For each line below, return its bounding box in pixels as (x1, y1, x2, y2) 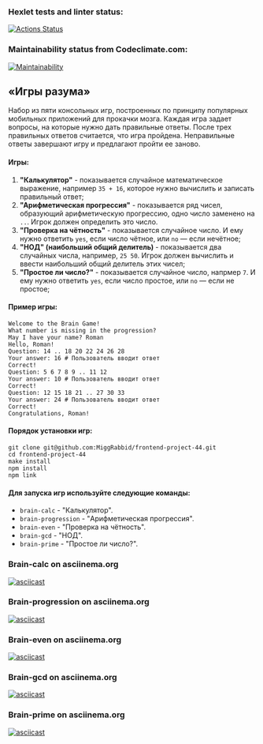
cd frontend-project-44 (8, 451, 87, 459)
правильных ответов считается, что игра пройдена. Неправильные (8, 131, 235, 141)
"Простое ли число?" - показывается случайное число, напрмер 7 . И (19, 267, 256, 276)
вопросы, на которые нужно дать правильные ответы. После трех (8, 122, 232, 132)
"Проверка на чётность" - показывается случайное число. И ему (19, 225, 244, 235)
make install (8, 457, 51, 466)
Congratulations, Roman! (8, 409, 90, 417)
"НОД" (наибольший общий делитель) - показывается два (19, 242, 222, 251)
